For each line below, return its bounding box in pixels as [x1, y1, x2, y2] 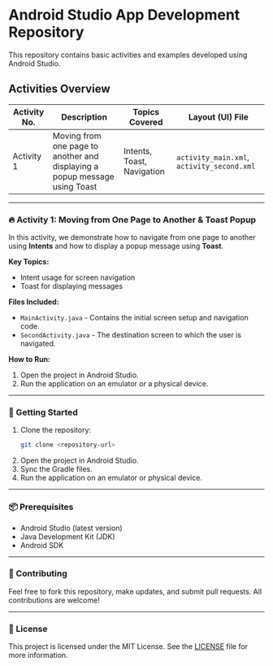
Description [60, 111, 108, 123]
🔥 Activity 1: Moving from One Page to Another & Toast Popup [8, 214, 257, 225]
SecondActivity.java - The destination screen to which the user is [19, 330, 242, 340]
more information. [8, 651, 68, 660]
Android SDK [19, 540, 64, 550]
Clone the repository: [19, 425, 92, 435]
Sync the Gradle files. [19, 464, 93, 474]
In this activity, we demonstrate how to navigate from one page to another [8, 233, 256, 242]
